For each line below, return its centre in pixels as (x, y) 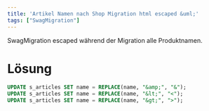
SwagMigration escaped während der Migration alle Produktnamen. (105, 40)
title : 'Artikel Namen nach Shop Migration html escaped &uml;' (103, 14)
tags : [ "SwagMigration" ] (43, 20)
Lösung (30, 68)
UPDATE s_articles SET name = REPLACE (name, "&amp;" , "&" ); (97, 87)
